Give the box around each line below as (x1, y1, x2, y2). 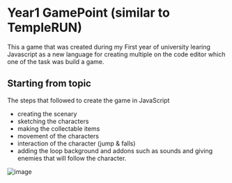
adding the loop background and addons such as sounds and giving (17, 146, 213, 154)
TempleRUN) (7, 19, 82, 35)
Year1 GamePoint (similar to (7, 5, 171, 21)
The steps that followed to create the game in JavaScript (7, 96, 170, 104)
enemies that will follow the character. (17, 154, 127, 162)
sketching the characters (17, 117, 89, 125)
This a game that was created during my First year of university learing (7, 42, 211, 51)
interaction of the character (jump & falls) (17, 139, 136, 148)
